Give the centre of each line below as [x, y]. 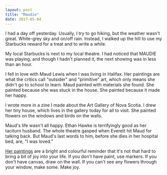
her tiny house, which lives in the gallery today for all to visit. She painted [81, 110]
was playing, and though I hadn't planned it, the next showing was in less [81, 59]
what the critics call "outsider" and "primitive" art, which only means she [80, 79]
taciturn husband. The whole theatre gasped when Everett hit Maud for [78, 131]
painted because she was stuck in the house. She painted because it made [83, 90]
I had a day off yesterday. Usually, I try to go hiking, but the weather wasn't [83, 34]
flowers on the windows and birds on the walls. [54, 116]
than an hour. [19, 64]
